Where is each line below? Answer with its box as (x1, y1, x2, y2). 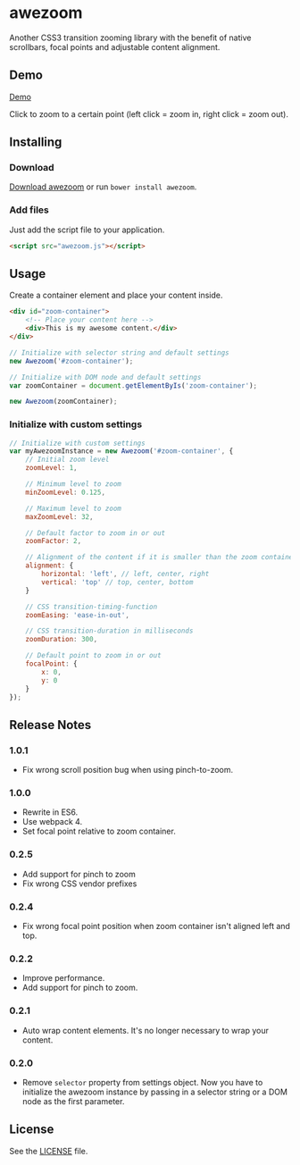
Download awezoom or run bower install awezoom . (9, 181, 197, 192)
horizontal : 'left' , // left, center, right (41, 570, 210, 579)
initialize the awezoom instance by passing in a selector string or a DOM (21, 1086, 288, 1097)
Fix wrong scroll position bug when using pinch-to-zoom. (21, 765, 234, 775)
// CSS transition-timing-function (25, 602, 158, 611)
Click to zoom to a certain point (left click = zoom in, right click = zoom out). (9, 108, 288, 119)
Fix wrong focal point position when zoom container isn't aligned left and (21, 921, 290, 932)
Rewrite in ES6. (21, 807, 79, 817)
